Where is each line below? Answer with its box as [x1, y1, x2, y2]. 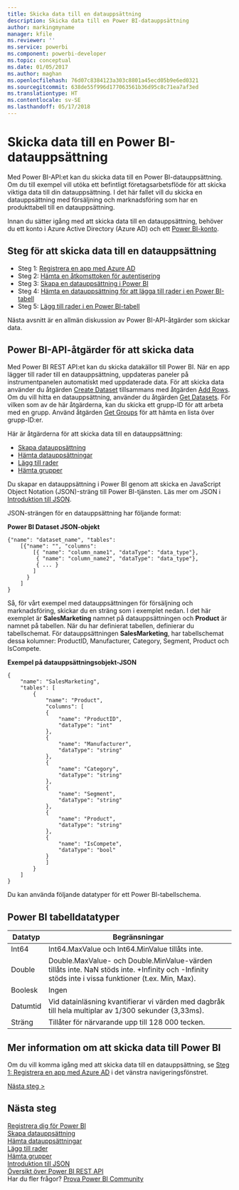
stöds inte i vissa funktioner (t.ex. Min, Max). [48, 974, 196, 984]
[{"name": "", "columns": [20, 543, 97, 550]
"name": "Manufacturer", [58, 741, 132, 748]
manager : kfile [7, 30, 53, 38]
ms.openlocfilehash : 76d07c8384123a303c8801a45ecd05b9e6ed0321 [7, 76, 199, 84]
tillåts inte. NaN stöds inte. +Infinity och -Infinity [48, 965, 208, 975]
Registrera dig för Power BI [7, 1121, 87, 1130]
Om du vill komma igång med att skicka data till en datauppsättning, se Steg [7, 1060, 230, 1070]
